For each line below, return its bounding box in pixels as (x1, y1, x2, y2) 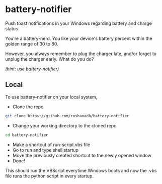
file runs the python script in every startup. (5, 173, 94, 179)
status (5, 25, 19, 31)
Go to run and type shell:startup (12, 147, 79, 153)
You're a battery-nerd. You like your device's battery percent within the (5, 35, 152, 41)
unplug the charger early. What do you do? (5, 56, 94, 62)
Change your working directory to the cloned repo (12, 122, 117, 128)
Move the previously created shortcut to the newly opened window (12, 152, 152, 158)
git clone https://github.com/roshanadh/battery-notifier (5, 113, 129, 118)
